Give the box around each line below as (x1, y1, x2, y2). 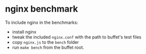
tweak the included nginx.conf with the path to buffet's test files (12, 34, 142, 40)
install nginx (12, 29, 37, 35)
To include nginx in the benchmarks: (5, 19, 78, 25)
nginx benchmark (5, 3, 78, 15)
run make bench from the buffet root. (12, 44, 84, 50)
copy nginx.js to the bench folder (12, 39, 79, 45)
